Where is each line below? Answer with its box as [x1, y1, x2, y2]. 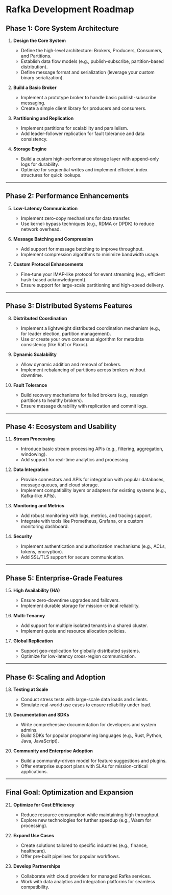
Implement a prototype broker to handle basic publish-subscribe [20, 95, 157, 100]
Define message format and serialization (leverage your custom [20, 69, 155, 75]
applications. [20, 769, 48, 775]
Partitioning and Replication [13, 115, 74, 121]
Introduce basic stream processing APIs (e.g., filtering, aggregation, [20, 446, 164, 452]
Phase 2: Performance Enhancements [6, 192, 129, 200]
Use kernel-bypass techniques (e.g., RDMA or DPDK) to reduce [20, 220, 155, 227]
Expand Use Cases [13, 832, 54, 838]
